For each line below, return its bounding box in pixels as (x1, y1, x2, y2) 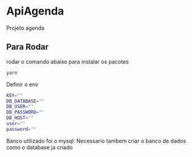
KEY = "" (6, 92, 23, 98)
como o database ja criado (6, 144, 73, 151)
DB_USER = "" (6, 104, 34, 110)
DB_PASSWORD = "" (6, 109, 45, 116)
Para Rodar (6, 42, 49, 52)
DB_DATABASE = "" (6, 98, 45, 104)
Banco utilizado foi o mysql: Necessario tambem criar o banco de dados (6, 137, 187, 144)
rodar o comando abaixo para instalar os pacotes (6, 58, 129, 65)
